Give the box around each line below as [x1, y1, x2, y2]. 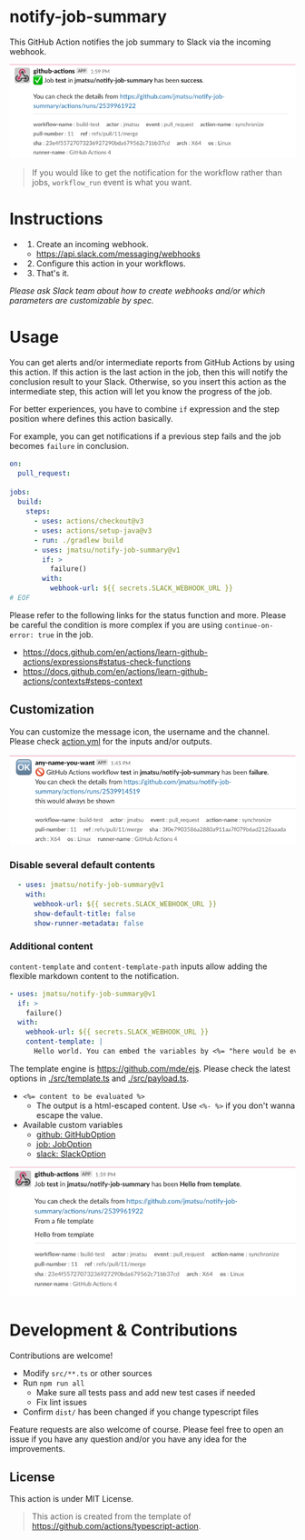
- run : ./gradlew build [33, 535, 124, 545]
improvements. [9, 1443, 65, 1454]
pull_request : [17, 468, 71, 478]
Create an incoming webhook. [35, 238, 149, 249]
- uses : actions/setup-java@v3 [33, 525, 152, 535]
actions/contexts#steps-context [22, 675, 143, 686]
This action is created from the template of [31, 1511, 192, 1522]
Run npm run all [22, 1377, 85, 1388]
